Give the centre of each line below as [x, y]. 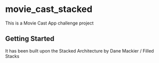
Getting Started [30, 39]
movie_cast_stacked [49, 9]
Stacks [12, 56]
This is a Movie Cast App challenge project [49, 23]
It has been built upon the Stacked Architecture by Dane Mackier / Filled [79, 50]
